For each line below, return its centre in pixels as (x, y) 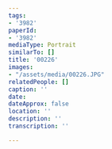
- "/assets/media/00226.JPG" (56, 74)
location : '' (30, 112)
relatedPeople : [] (39, 82)
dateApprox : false (39, 104)
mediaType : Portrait (42, 45)
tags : (17, 15)
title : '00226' (33, 60)
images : (21, 67)
